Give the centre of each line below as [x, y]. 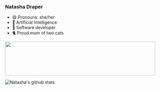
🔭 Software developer [34, 28]
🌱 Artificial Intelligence [34, 22]
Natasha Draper [24, 7]
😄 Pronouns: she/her [33, 17]
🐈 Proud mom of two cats [38, 33]
